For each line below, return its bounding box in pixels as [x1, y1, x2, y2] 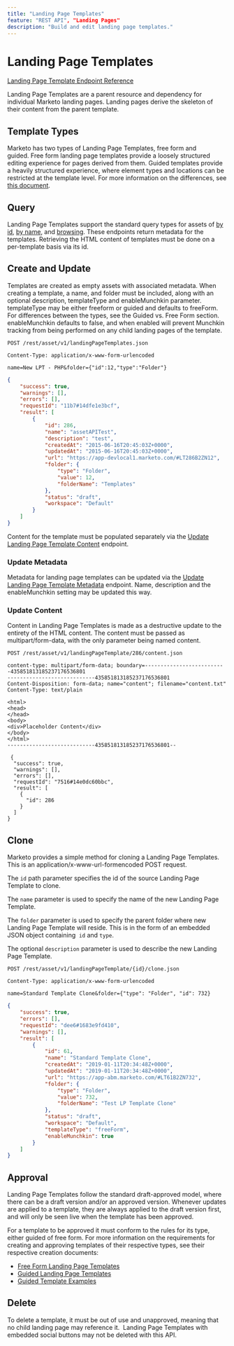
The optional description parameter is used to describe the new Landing [7, 945, 217, 953]
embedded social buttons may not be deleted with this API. [7, 1331, 177, 1339]
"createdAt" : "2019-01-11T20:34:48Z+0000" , [44, 1061, 173, 1069]
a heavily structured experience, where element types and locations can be [7, 166, 225, 175]
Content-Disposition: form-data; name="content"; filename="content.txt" [7, 680, 227, 687]
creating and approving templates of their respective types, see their [7, 1241, 205, 1249]
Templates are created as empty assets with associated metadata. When [7, 281, 217, 289]
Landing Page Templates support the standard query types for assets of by [7, 220, 224, 228]
